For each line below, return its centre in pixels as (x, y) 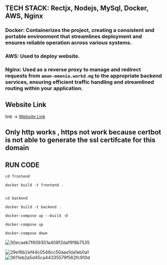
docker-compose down (27, 233)
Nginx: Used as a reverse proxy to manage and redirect (73, 69)
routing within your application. (44, 88)
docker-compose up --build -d (37, 216)
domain (17, 148)
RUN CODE (22, 165)
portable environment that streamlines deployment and (74, 36)
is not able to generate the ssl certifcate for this (80, 140)
